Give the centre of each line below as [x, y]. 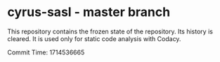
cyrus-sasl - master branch [89, 12]
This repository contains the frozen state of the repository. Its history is [110, 31]
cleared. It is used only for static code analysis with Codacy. [94, 38]
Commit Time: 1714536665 [46, 52]
